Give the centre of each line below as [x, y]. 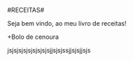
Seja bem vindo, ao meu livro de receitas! [67, 23]
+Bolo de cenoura [33, 37]
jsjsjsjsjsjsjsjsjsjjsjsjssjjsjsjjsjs [49, 50]
